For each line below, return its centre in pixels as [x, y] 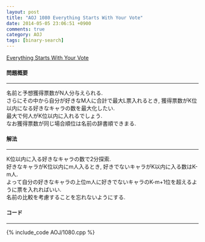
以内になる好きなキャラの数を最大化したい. [61, 108]
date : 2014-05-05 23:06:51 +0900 [49, 23]
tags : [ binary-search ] [35, 40]
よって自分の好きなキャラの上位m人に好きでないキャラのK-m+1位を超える [99, 182]
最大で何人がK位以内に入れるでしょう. [54, 116]
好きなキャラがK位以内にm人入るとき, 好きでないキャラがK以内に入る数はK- [102, 167]
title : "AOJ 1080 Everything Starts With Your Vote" [75, 18]
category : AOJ [24, 35]
